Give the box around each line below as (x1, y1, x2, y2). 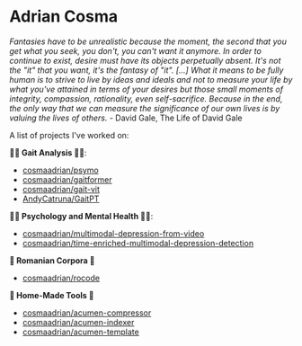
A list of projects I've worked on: (9, 129, 129, 140)
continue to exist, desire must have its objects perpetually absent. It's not (9, 55, 281, 66)
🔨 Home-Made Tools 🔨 (9, 289, 94, 300)
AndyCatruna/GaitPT (22, 193, 100, 204)
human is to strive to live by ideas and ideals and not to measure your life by (9, 74, 293, 84)
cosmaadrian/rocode (22, 272, 101, 283)
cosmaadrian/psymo (22, 164, 99, 175)
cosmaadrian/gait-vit (22, 183, 101, 194)
